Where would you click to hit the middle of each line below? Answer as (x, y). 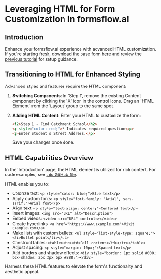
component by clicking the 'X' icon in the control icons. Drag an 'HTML (83, 101)
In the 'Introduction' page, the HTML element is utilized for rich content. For (80, 170)
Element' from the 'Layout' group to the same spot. (63, 106)
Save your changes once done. (43, 142)
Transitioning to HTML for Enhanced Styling (73, 75)
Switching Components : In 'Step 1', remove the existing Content (76, 95)
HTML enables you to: (27, 184)
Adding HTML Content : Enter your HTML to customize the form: (76, 115)
